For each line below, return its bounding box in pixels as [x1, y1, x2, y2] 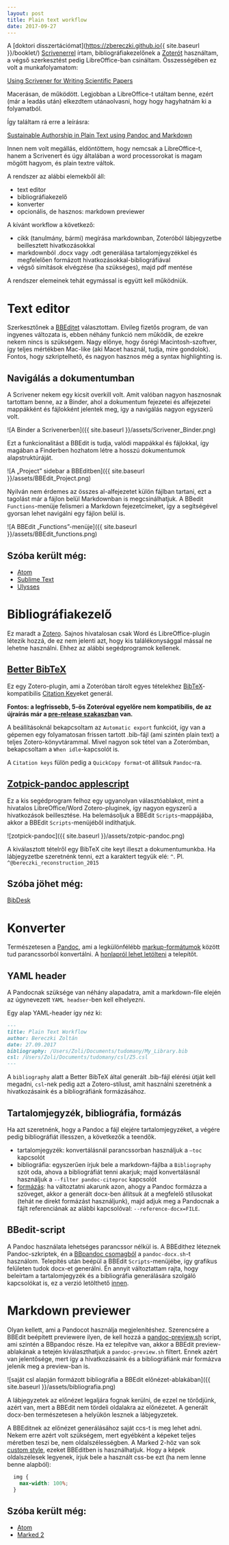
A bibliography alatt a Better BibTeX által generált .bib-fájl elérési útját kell [7, 1073, 216, 1081]
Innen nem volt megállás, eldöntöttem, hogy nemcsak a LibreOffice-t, [7, 145, 202, 153]
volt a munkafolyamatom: [7, 63, 79, 72]
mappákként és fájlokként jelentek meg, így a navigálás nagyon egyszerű [7, 405, 213, 414]
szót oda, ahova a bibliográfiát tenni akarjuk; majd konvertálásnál [16, 1168, 200, 1176]
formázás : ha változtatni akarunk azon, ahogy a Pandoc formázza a [16, 1183, 207, 1190]
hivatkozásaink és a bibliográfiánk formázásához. [7, 1087, 146, 1096]
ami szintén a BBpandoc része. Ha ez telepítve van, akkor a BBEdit [7, 1340, 195, 1348]
